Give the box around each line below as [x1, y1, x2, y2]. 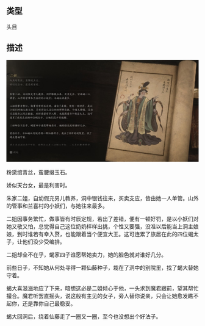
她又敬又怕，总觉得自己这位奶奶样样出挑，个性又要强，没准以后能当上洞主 [6, 222, 193, 230]
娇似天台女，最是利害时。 [6, 181, 71, 189]
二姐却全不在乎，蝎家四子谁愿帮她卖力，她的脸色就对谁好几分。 [6, 251, 167, 258]
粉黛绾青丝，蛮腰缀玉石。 [6, 168, 71, 176]
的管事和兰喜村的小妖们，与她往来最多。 [6, 202, 108, 209]
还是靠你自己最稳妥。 [22, 300, 76, 307]
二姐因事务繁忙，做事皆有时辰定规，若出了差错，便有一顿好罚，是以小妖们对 [6, 215, 199, 222]
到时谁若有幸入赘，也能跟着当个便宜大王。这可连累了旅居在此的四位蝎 [16, 230, 193, 237]
